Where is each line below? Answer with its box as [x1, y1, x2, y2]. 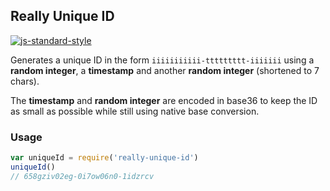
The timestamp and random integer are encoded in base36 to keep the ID [10, 94, 318, 106]
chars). [10, 75, 40, 87]
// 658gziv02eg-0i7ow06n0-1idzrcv [10, 171, 155, 181]
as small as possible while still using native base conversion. [10, 105, 260, 117]
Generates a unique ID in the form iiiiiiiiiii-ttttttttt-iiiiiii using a [10, 54, 315, 66]
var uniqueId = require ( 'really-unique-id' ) [10, 153, 199, 163]
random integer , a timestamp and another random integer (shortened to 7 [10, 64, 320, 76]
